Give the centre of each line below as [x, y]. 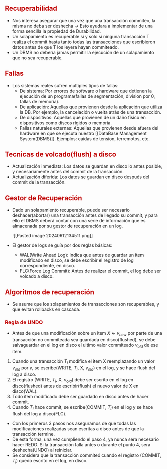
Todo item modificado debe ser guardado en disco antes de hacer [80, 397]
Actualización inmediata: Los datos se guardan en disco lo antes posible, [87, 166]
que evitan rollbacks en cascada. [46, 309]
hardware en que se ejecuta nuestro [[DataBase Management [83, 133]
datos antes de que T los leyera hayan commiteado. [65, 47]
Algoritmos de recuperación [50, 292]
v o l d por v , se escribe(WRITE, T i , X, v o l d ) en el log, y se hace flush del [83, 368]
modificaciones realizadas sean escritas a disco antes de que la [78, 429]
